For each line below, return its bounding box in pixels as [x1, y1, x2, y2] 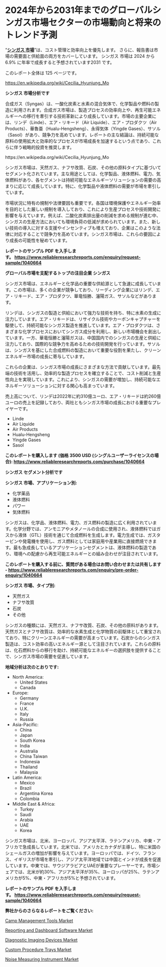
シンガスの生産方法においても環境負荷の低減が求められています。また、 [5, 219, 152, 225]
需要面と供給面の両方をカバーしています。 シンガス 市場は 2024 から [13, 53, 155, 59]
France [19, 700, 35, 706]
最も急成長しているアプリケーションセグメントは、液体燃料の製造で [13, 544, 152, 550]
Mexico [19, 780, 35, 786]
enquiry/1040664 [5, 572, 43, 578]
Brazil [19, 785, 32, 791]
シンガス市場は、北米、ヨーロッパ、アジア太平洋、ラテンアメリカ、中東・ [5, 838, 157, 844]
